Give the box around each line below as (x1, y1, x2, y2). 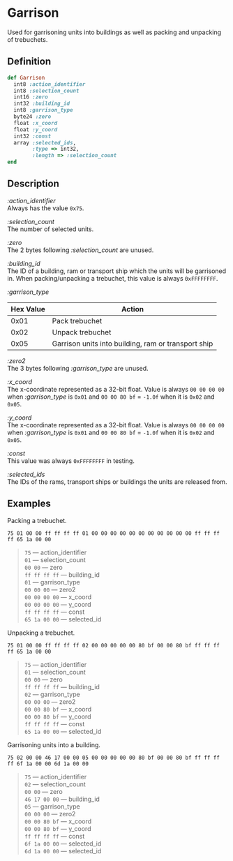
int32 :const (13, 133, 52, 140)
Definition (7, 56, 51, 68)
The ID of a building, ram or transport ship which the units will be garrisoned (7, 267, 227, 275)
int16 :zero (13, 94, 49, 101)
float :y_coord (13, 126, 58, 133)
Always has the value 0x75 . (7, 204, 84, 212)
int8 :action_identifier (13, 80, 86, 88)
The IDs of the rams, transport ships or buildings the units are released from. (7, 477, 227, 486)
